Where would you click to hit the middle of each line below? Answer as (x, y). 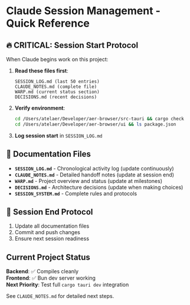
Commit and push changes (47, 232)
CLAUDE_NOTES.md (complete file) (56, 87)
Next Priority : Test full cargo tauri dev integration (68, 285)
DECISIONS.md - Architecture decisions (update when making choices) (99, 187)
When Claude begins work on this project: (57, 59)
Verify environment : (40, 108)
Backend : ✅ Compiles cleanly (42, 271)
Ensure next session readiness (52, 239)
